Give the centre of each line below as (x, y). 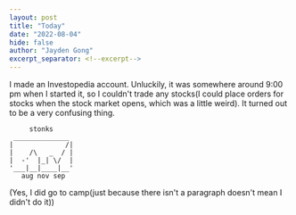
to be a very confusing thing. (62, 113)
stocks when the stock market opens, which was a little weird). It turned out (148, 103)
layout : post (33, 17)
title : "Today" (37, 26)
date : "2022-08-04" (45, 34)
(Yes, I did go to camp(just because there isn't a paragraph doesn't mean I (146, 192)
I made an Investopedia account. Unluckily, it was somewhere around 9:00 (146, 84)
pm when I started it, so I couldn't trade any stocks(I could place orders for (146, 94)
